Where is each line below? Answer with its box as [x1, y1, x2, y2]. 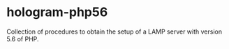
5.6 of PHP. [6, 34, 39, 43]
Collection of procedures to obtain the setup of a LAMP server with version [6, 27, 223, 36]
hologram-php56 [6, 4, 108, 20]
